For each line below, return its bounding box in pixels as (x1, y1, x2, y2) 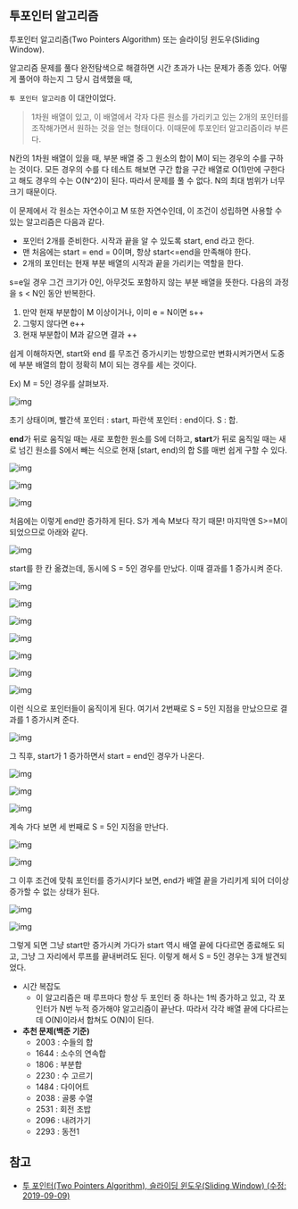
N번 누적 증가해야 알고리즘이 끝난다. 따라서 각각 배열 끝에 (59, 1003, 259, 1013)
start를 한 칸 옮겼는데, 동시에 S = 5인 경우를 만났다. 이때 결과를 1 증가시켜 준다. (9, 563, 284, 573)
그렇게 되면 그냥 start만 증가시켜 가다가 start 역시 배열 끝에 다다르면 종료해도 (9, 939, 276, 950)
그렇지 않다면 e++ (21, 318, 86, 329)
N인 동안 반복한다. (32, 288, 95, 298)
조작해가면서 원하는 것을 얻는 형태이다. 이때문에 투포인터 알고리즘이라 (30, 122, 272, 133)
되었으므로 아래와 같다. (9, 526, 88, 538)
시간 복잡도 (21, 980, 62, 991)
